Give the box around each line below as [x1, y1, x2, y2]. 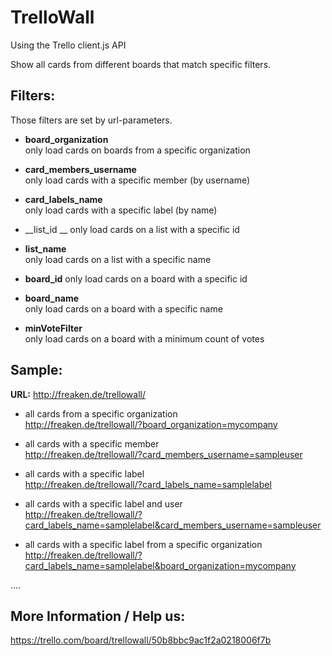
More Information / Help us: [10, 607, 186, 625]
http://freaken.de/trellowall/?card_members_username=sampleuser [24, 448, 303, 460]
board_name [24, 292, 80, 304]
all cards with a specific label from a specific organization [24, 538, 263, 550]
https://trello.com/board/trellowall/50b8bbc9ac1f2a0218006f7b [10, 634, 272, 646]
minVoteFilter [24, 322, 83, 334]
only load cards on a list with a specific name [24, 253, 212, 265]
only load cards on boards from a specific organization [24, 144, 251, 156]
